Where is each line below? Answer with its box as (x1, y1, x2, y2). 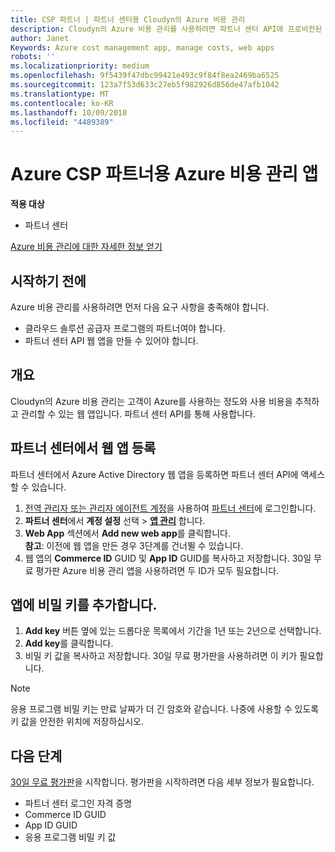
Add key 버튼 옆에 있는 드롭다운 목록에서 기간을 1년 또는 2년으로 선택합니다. (24, 625, 322, 637)
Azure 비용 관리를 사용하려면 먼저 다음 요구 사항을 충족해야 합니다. (10, 301, 270, 313)
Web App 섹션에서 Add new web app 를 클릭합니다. (24, 527, 232, 539)
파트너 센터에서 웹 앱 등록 (10, 440, 157, 457)
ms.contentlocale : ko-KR (10, 98, 114, 108)
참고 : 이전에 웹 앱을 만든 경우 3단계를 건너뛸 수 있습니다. (24, 539, 244, 551)
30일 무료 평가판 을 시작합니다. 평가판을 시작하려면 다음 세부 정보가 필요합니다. (10, 776, 315, 788)
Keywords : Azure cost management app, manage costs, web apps (10, 42, 275, 53)
